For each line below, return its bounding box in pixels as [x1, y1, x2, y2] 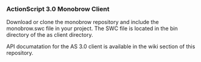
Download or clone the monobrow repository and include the [6, 19, 160, 26]
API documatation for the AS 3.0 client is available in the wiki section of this [6, 43, 196, 50]
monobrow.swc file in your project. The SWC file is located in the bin [6, 25, 178, 32]
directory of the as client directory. [6, 31, 93, 39]
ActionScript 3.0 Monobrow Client [6, 5, 110, 13]
